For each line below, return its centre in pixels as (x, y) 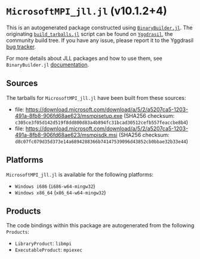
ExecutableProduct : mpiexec (48, 250)
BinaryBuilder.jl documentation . (48, 65)
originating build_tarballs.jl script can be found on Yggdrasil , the (90, 33)
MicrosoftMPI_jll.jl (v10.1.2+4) (87, 11)
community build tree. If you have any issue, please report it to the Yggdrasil (100, 40)
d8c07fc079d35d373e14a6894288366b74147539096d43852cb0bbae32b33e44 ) (101, 141)
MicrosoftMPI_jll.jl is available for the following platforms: (80, 174)
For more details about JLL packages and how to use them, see (84, 58)
